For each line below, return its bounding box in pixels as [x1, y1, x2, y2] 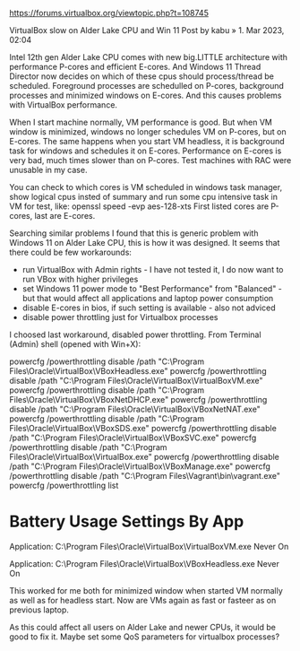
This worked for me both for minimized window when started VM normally [9, 585, 284, 595]
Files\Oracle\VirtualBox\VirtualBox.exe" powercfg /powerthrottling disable [9, 452, 280, 462]
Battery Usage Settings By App [9, 511, 244, 532]
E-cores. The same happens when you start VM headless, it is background [9, 136, 285, 146]
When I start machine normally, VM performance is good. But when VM [9, 117, 273, 127]
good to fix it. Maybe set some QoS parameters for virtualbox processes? [9, 631, 280, 642]
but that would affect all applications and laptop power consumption [21, 293, 274, 303]
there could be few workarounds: [9, 247, 133, 257]
